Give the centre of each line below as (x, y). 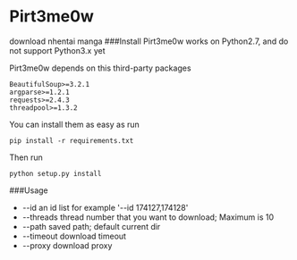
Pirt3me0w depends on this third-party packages (100, 68)
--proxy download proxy (67, 245)
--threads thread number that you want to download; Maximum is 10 (148, 217)
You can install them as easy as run (75, 124)
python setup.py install (55, 173)
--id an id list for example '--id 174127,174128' (105, 207)
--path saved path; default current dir (91, 226)
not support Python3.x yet (57, 50)
